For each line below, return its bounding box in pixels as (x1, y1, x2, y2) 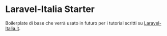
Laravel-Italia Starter (5, 3, 95, 15)
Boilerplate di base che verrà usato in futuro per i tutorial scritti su (5, 20, 143, 26)
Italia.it (5, 25, 19, 31)
